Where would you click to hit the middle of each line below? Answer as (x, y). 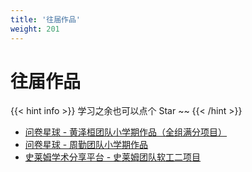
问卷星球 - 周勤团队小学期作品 (86, 145)
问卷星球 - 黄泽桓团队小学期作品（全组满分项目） (126, 132)
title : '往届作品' (46, 19)
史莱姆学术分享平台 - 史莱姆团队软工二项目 (113, 157)
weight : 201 (35, 29)
